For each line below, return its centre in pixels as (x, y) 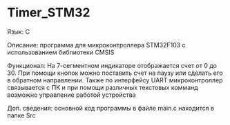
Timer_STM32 (49, 13)
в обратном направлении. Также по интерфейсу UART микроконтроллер (115, 80)
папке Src (21, 115)
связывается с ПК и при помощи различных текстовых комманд (103, 87)
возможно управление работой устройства (71, 95)
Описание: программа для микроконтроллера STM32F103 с (96, 45)
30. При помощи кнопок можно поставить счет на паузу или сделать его (115, 73)
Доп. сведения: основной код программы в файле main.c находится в (111, 108)
